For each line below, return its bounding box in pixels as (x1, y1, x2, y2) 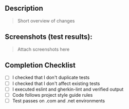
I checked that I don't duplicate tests (12, 74, 90, 81)
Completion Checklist (5, 61, 76, 70)
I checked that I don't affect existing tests (12, 80, 100, 86)
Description (5, 4, 43, 13)
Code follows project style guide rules (12, 92, 93, 98)
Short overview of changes (17, 17, 75, 24)
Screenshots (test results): (5, 33, 93, 41)
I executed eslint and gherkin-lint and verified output (12, 86, 124, 92)
